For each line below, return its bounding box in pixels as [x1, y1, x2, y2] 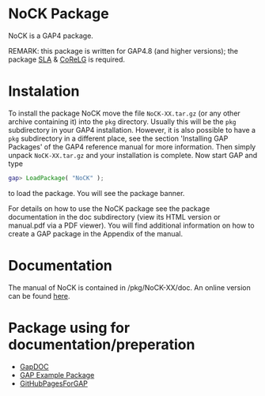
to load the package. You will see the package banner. [8, 188, 185, 198]
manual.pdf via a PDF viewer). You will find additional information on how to [8, 221, 255, 230]
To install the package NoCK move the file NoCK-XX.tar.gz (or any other [8, 108, 241, 118]
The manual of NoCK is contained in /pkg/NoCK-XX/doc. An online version [8, 282, 252, 292]
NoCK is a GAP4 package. [8, 31, 93, 40]
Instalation [8, 82, 80, 100]
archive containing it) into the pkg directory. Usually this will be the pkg [8, 116, 237, 126]
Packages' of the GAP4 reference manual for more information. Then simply [8, 141, 256, 151]
